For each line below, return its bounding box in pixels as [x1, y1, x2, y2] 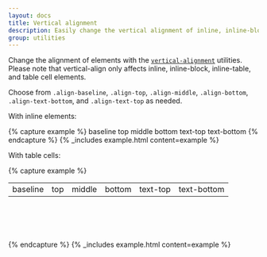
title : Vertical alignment [8, 19, 98, 27]
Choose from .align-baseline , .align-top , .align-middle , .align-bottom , [8, 88, 249, 98]
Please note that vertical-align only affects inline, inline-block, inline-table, [8, 64, 252, 74]
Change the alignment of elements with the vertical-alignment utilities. [8, 56, 242, 65]
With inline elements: [8, 112, 77, 121]
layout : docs [8, 11, 52, 20]
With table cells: [8, 151, 61, 160]
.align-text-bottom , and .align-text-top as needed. [8, 96, 183, 105]
